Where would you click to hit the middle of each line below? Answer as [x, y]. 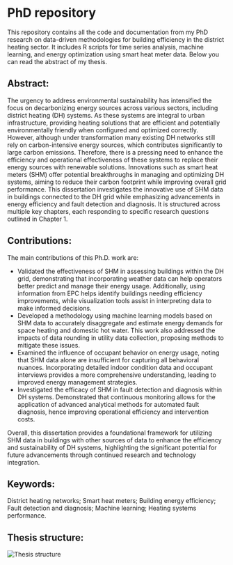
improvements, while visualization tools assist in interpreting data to [114, 300]
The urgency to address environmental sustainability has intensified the [110, 100]
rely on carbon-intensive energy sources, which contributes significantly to [115, 145]
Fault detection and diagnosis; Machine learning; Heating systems [102, 508]
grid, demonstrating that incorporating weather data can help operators [120, 278]
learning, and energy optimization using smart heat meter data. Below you [113, 54]
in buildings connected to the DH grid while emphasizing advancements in [114, 196]
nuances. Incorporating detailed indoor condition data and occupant [115, 367]
